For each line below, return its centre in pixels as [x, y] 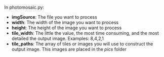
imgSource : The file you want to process [54, 17]
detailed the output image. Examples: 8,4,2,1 [58, 38]
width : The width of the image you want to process [65, 22]
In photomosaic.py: [24, 7]
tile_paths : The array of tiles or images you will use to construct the [82, 44]
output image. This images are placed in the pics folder [69, 49]
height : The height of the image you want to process [67, 28]
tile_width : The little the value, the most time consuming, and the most [85, 33]
